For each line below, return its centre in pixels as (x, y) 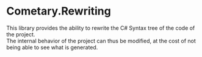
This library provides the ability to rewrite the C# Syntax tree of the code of (101, 28)
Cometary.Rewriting (59, 11)
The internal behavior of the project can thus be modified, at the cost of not (101, 41)
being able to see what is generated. (52, 47)
